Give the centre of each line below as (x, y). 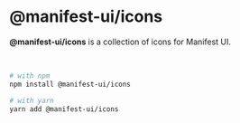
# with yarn (32, 100)
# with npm (30, 76)
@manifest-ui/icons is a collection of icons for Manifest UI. (120, 42)
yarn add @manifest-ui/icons (64, 109)
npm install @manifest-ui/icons (70, 84)
